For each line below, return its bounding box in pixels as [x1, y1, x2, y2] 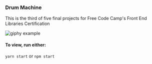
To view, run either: [5, 41, 46, 47]
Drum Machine [5, 4, 42, 11]
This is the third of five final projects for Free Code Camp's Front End [5, 15, 147, 21]
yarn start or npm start [5, 53, 55, 59]
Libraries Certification [5, 20, 50, 26]
